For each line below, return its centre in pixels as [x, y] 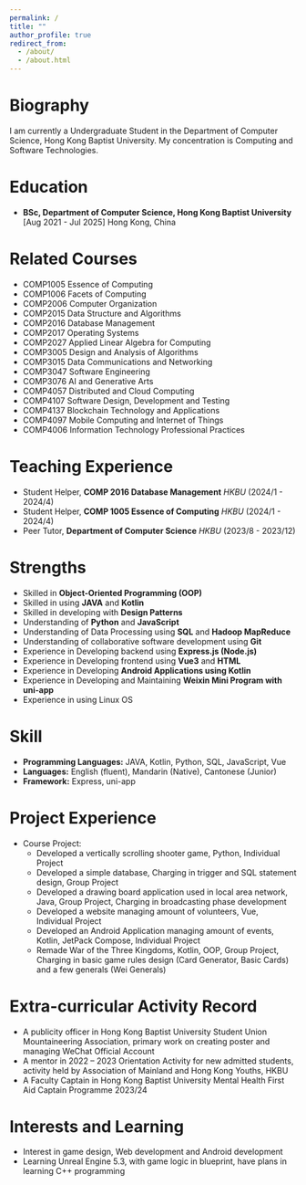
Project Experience [83, 818]
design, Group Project [77, 882]
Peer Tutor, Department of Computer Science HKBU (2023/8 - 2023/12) [159, 530]
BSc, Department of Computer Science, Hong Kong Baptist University [157, 212]
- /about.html [44, 60]
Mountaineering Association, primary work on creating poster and [146, 1041]
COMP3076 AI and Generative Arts [88, 381]
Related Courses [74, 259]
